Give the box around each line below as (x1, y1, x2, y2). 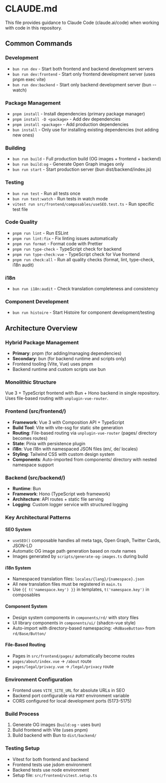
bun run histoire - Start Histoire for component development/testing (12, 309, 155, 315)
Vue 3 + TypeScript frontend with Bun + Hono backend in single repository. (5, 390, 160, 396)
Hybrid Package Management (5, 339, 79, 346)
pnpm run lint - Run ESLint (12, 230, 69, 236)
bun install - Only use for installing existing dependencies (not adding (12, 126, 159, 132)
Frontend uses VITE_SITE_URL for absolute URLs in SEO (12, 688, 126, 694)
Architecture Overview (5, 324, 78, 332)
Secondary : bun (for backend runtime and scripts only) (12, 356, 126, 362)
